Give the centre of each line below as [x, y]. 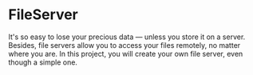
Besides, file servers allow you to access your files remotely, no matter [125, 45]
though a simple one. [43, 62]
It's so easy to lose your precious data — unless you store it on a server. [127, 37]
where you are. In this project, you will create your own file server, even [126, 53]
